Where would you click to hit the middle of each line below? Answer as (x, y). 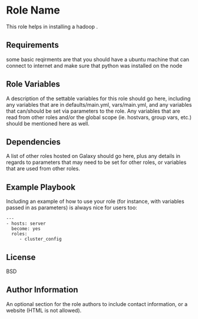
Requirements (32, 45)
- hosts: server (26, 224)
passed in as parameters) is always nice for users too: (72, 208)
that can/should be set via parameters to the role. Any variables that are (93, 111)
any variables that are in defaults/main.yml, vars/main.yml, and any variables (99, 104)
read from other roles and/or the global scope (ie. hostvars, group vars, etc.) (99, 117)
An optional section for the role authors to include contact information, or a (97, 304)
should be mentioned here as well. (48, 123)
